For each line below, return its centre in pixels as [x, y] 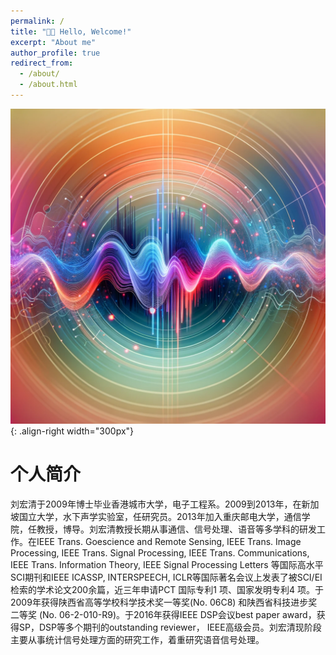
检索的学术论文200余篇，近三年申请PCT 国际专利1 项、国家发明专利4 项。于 [167, 589]
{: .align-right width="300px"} [72, 431]
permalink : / [37, 21]
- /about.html [48, 85]
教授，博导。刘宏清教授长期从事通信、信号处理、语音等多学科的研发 [176, 529]
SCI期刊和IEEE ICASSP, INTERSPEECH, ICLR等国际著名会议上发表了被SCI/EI [166, 577]
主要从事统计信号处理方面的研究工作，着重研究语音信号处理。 [137, 639]
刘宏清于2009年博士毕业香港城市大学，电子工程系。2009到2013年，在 [156, 504]
